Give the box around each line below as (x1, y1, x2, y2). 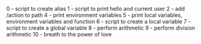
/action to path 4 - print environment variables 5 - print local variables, (6, 11, 183, 19)
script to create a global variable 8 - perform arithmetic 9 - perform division (6, 24, 196, 31)
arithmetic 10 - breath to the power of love (6, 31, 112, 38)
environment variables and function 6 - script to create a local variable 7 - (6, 18, 191, 25)
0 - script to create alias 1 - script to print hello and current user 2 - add (6, 5, 185, 12)
